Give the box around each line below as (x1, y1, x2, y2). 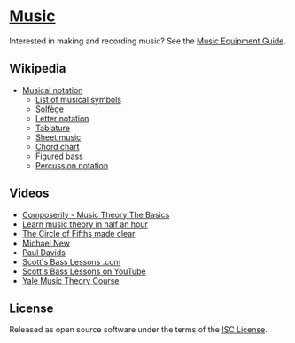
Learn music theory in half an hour (21, 219, 149, 230)
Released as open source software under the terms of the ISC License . (9, 324, 268, 335)
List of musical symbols (35, 94, 122, 105)
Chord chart (35, 141, 80, 152)
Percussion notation (35, 160, 109, 170)
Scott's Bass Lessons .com (21, 256, 121, 267)
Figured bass (35, 151, 84, 161)
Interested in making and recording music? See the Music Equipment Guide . (9, 35, 286, 46)
